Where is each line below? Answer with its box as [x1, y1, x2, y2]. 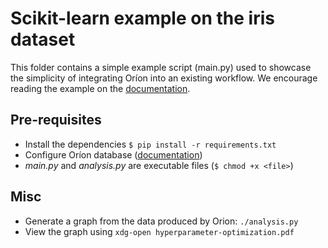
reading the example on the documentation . [10, 82, 191, 94]
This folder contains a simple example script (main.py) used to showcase [10, 61, 312, 73]
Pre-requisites [10, 112, 102, 129]
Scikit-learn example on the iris [10, 7, 275, 30]
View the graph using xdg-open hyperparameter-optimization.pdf [24, 225, 295, 237]
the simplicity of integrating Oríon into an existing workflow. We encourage [10, 72, 318, 84]
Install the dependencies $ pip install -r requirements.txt [24, 138, 277, 150]
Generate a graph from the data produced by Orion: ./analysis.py [24, 215, 299, 227]
